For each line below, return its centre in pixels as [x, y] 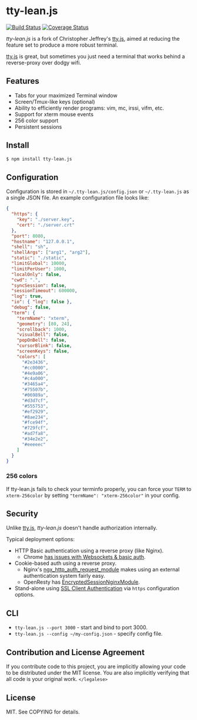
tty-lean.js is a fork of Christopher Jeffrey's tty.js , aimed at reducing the [93, 38]
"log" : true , [27, 296]
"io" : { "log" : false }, [42, 302]
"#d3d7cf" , [35, 400]
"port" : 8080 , [29, 236]
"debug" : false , [31, 307]
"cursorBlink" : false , [44, 346]
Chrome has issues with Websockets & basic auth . [84, 557]
